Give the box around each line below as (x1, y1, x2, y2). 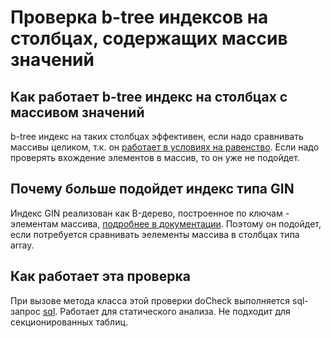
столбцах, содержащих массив (10, 27, 288, 50)
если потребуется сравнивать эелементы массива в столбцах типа (10, 228, 300, 240)
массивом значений (10, 104, 145, 121)
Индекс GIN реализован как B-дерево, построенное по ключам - (10, 207, 290, 219)
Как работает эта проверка (10, 268, 191, 285)
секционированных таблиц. (10, 316, 129, 328)
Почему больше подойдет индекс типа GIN (10, 181, 295, 198)
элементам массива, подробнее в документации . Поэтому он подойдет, (10, 217, 322, 230)
